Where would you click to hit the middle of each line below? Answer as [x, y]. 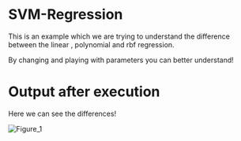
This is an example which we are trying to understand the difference [119, 36]
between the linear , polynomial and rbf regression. [92, 44]
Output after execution [84, 92]
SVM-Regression [66, 15]
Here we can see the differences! [62, 113]
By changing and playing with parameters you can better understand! [121, 60]
